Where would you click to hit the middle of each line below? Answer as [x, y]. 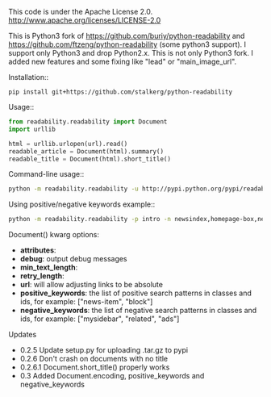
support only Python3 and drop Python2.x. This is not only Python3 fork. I [131, 53]
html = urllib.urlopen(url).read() [68, 144]
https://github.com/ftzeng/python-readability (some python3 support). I [127, 44]
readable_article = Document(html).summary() [86, 151]
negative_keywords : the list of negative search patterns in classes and [138, 311]
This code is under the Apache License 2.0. [81, 12]
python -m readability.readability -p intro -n [90, 219]
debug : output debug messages [73, 259]
